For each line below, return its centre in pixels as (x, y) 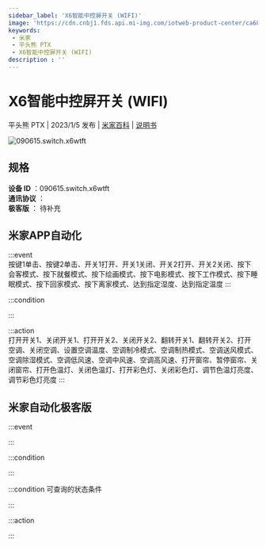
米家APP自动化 (45, 236)
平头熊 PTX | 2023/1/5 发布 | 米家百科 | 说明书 (82, 124)
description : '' (37, 60)
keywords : (25, 30)
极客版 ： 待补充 (34, 208)
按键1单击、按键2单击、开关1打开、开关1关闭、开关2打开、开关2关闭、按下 (130, 264)
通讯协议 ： (27, 198)
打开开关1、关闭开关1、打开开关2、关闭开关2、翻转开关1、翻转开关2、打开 (130, 340)
